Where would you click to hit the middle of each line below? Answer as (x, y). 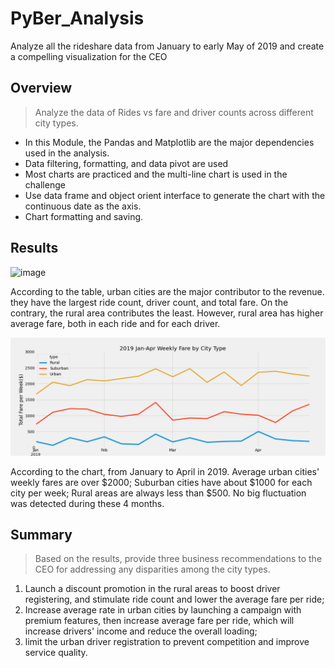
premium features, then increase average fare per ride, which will (159, 621)
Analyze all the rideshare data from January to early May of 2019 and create (167, 46)
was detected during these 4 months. (87, 503)
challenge (45, 184)
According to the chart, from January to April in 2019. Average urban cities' (165, 471)
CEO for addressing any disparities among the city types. (152, 569)
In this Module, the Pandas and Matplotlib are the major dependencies (169, 142)
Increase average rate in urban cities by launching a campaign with (163, 610)
